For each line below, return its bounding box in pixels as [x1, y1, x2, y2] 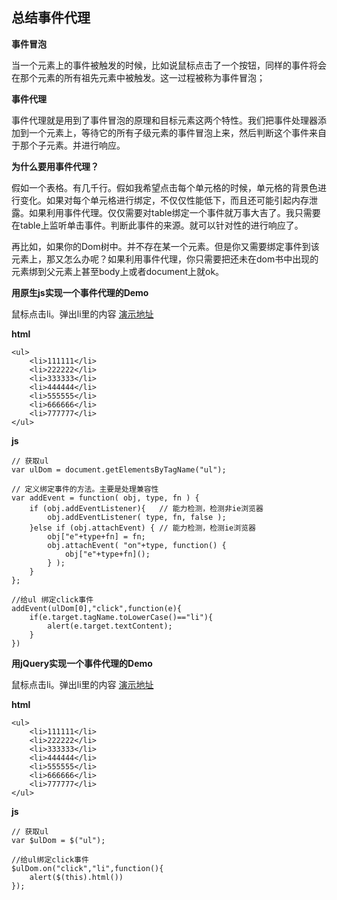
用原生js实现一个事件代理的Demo [11, 286, 149, 298]
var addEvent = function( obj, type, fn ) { [11, 493, 200, 503]
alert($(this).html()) [29, 872, 124, 882]
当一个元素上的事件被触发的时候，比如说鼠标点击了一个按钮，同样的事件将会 [11, 59, 327, 71]
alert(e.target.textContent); [47, 621, 173, 631]
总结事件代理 [11, 9, 91, 27]
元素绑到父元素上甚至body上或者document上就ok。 [11, 265, 225, 277]
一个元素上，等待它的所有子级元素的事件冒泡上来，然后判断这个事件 [28, 126, 309, 138]
